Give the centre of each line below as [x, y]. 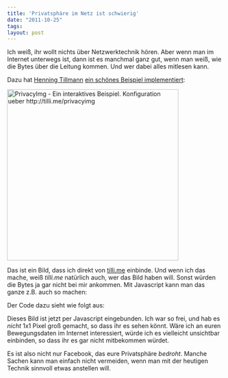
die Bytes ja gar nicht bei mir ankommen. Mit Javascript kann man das [106, 285]
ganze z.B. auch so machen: [47, 292]
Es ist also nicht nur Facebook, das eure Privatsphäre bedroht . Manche [107, 354]
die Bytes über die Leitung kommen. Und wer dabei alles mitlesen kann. [108, 66]
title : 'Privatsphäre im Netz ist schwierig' [73, 13]
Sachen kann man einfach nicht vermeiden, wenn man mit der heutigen [108, 361]
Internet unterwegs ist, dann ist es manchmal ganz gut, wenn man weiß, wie [114, 60]
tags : [15, 26]
